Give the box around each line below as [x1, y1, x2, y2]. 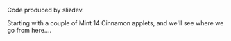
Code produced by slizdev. [7, 6, 85, 14]
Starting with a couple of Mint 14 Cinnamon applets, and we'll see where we [7, 19, 224, 27]
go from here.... [7, 27, 52, 34]
